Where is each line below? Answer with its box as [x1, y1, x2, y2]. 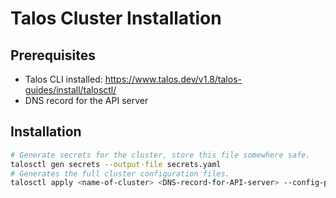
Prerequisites [10, 47, 96, 64]
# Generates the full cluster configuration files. [10, 168, 230, 179]
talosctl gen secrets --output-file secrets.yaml [10, 159, 222, 169]
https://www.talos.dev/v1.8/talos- [104, 73, 242, 85]
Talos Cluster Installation [10, 7, 222, 30]
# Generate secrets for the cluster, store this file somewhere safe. [10, 150, 311, 160]
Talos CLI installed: [24, 73, 103, 85]
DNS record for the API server [24, 95, 149, 106]
